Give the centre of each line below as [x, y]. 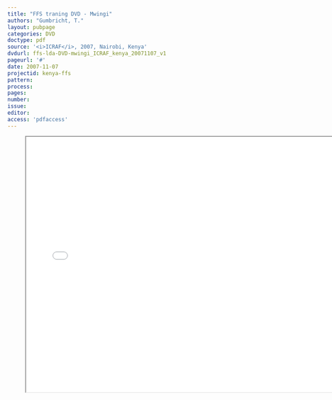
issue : [17, 106]
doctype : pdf [27, 40]
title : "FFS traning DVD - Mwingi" [60, 14]
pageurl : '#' [27, 60]
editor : [19, 113]
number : [19, 100]
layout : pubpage [31, 27]
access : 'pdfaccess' [38, 119]
